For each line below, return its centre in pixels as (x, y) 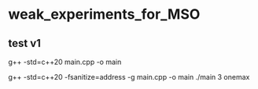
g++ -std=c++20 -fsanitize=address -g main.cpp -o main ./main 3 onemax (129, 77)
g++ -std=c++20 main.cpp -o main (65, 62)
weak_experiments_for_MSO (104, 14)
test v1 (25, 43)
